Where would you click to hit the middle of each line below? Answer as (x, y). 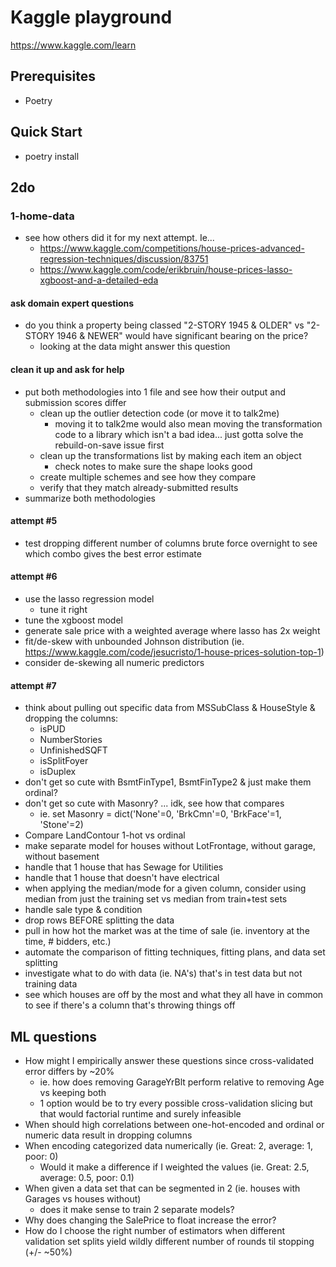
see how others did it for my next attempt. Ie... (119, 238)
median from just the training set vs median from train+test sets (156, 899)
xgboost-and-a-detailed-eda (99, 280)
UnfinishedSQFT (73, 750)
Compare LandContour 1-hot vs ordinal (105, 835)
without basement (62, 857)
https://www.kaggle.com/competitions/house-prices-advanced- (172, 248)
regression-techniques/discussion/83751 (124, 259)
